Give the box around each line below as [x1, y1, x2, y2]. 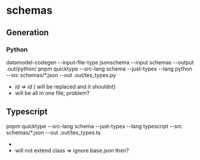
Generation [6, 27, 49, 38]
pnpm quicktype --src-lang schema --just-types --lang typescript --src [6, 122, 183, 130]
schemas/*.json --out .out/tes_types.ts [6, 129, 101, 136]
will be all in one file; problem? [14, 89, 90, 96]
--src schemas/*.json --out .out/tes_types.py [6, 71, 116, 78]
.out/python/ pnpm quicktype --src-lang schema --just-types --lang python [6, 65, 193, 72]
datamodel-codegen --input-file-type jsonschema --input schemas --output [6, 59, 194, 66]
